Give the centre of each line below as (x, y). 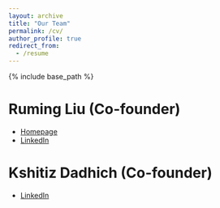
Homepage (39, 131)
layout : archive (36, 16)
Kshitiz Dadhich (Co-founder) (110, 173)
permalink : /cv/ (36, 31)
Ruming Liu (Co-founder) (95, 109)
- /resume (32, 53)
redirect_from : (34, 46)
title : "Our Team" (39, 23)
